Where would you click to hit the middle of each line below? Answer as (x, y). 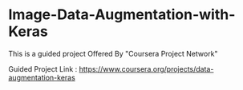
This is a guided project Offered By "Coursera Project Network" (113, 53)
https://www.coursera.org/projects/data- (146, 68)
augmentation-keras (42, 77)
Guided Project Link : (43, 68)
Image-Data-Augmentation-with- (122, 15)
